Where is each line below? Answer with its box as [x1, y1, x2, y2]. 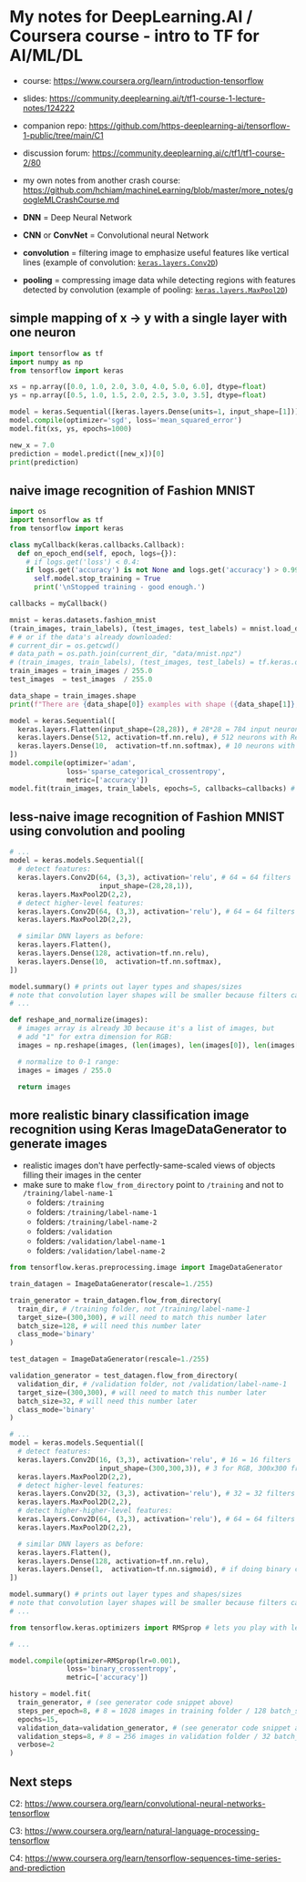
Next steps [9, 1774, 73, 1789]
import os [9, 507, 47, 517]
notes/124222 [22, 102, 76, 113]
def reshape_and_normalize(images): [9, 1016, 148, 1025]
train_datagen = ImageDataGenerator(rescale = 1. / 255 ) [9, 1280, 214, 1289]
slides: [22, 93, 48, 104]
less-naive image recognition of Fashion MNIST [9, 809, 285, 824]
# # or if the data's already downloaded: [9, 632, 173, 641]
